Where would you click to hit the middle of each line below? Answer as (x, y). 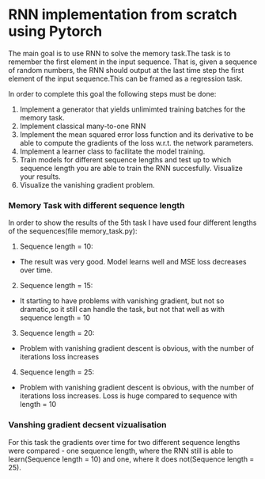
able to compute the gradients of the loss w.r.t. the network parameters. (137, 143)
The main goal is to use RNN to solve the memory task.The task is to (119, 53)
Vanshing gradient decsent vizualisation (88, 425)
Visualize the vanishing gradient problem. (87, 184)
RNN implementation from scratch (123, 15)
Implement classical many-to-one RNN (83, 126)
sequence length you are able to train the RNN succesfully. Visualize (131, 168)
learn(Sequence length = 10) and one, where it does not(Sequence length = (131, 459)
